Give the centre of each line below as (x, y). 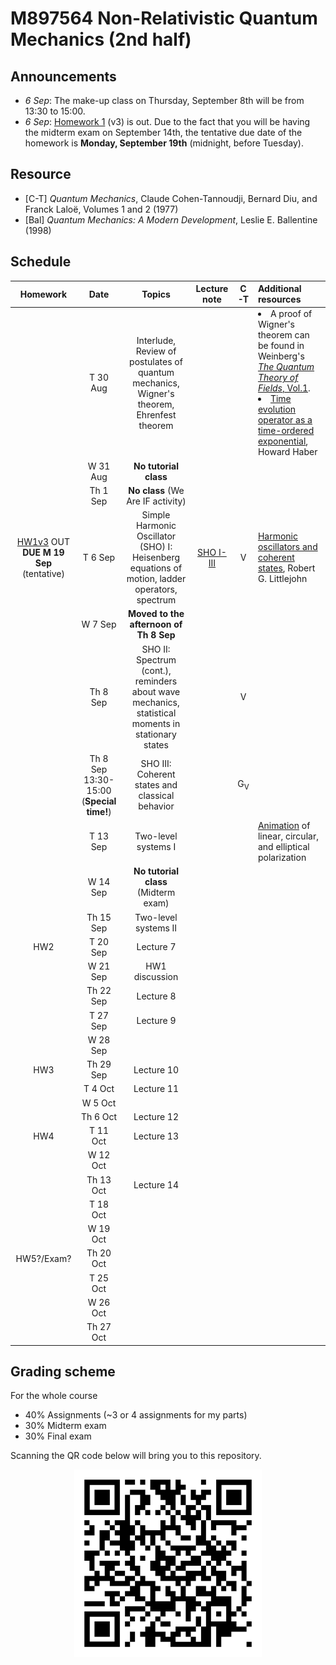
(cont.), (156, 670)
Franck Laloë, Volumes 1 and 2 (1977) (101, 209)
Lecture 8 (156, 996)
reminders (156, 681)
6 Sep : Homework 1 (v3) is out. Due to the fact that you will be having (167, 121)
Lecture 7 (156, 947)
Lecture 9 (156, 1021)
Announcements (63, 76)
